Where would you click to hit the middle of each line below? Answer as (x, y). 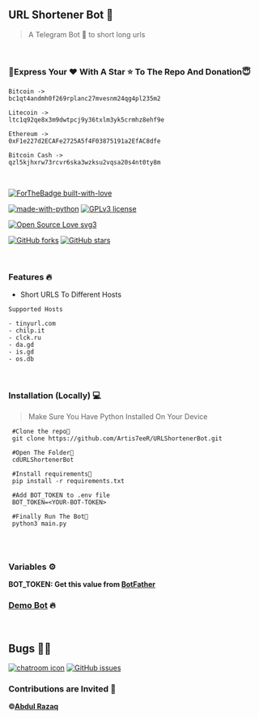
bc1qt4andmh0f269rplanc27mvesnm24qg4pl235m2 (85, 99)
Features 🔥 (30, 277)
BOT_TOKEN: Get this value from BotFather (82, 584)
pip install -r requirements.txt (68, 481)
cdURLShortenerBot (43, 460)
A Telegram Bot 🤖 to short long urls (87, 34)
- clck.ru (25, 338)
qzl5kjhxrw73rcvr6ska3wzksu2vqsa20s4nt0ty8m (85, 163)
